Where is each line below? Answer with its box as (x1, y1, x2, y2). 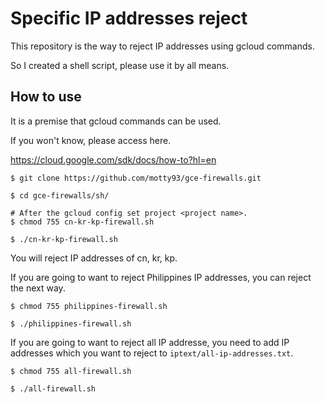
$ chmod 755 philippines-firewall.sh (10, 301, 168, 311)
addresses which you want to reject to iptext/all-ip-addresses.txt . (10, 347, 294, 359)
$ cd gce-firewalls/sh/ (10, 190, 110, 201)
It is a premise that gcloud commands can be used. (10, 115, 222, 127)
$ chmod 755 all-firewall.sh (10, 366, 132, 376)
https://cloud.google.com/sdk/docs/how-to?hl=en (10, 153, 217, 166)
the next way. (10, 282, 66, 294)
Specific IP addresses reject (10, 7, 248, 30)
